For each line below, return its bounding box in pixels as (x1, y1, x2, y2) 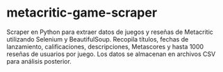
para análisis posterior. (6, 57, 72, 65)
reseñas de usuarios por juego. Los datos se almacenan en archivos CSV (6, 50, 216, 58)
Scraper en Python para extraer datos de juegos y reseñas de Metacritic (6, 28, 213, 36)
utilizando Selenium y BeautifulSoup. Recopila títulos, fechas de (6, 35, 189, 43)
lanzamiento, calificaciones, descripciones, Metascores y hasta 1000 (6, 42, 204, 51)
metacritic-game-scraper (6, 5, 158, 21)
